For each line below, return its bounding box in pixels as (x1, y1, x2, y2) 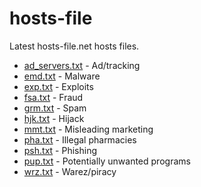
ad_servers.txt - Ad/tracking (23, 59, 141, 71)
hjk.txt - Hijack (23, 112, 85, 124)
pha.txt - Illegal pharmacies (23, 133, 137, 146)
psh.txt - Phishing (23, 144, 97, 156)
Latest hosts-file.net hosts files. (9, 40, 140, 52)
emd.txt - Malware (23, 70, 101, 82)
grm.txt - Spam (23, 102, 87, 114)
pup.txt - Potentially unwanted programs (23, 155, 191, 167)
